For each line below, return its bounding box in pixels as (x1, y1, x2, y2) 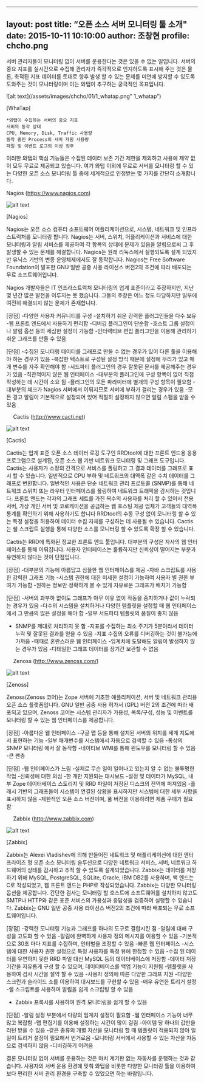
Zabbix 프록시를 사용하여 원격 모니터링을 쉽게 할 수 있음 (15, 998, 148, 1006)
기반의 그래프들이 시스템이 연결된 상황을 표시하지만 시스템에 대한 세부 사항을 (17, 788, 198, 795)
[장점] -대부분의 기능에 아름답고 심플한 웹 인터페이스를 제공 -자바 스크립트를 (6, 566, 185, 573)
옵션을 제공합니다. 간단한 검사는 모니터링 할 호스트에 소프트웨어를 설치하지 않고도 (6, 889, 198, 896)
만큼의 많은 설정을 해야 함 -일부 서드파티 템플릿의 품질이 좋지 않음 (24, 609, 178, 617)
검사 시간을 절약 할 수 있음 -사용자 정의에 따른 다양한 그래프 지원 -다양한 (22, 970, 192, 977)
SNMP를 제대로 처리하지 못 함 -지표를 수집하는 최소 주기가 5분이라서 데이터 (15, 622, 194, 630)
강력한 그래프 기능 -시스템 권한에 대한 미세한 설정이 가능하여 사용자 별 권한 (12, 574, 188, 581)
